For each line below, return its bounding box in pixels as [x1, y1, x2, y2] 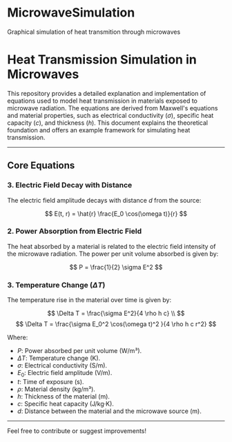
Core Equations [7, 160, 75, 172]
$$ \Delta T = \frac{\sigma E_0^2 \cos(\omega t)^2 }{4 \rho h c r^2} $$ [15, 320, 217, 328]
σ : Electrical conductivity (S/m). [17, 361, 108, 370]
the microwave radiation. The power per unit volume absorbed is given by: [7, 250, 219, 258]
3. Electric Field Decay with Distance [7, 181, 133, 190]
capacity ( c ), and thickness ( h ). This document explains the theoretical [7, 119, 209, 127]
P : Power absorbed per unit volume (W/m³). [17, 347, 142, 355]
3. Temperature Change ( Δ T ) [7, 280, 106, 290]
